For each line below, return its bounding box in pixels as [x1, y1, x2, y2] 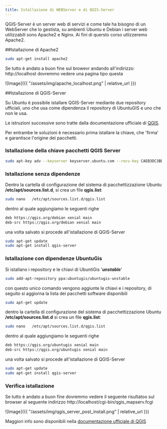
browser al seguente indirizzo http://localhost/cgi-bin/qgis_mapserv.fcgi [5, 399, 153, 405]
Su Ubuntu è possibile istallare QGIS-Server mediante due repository [5, 99, 146, 105]
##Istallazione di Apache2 [5, 46, 59, 52]
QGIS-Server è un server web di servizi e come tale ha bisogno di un [5, 21, 146, 27]
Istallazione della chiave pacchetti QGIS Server [5, 147, 121, 154]
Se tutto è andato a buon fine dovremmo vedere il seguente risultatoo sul [5, 394, 155, 400]
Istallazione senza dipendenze [5, 170, 81, 177]
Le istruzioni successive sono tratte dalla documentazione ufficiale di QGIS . [5, 120, 160, 126]
